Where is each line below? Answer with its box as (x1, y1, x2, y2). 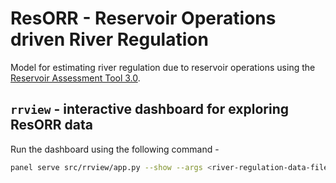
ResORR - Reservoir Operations (10, 7, 277, 30)
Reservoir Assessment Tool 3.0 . (10, 72, 141, 84)
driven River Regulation (10, 28, 209, 51)
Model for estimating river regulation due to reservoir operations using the (10, 61, 316, 73)
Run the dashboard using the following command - (10, 143, 220, 155)
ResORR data (10, 117, 93, 134)
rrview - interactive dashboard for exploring (10, 101, 289, 118)
